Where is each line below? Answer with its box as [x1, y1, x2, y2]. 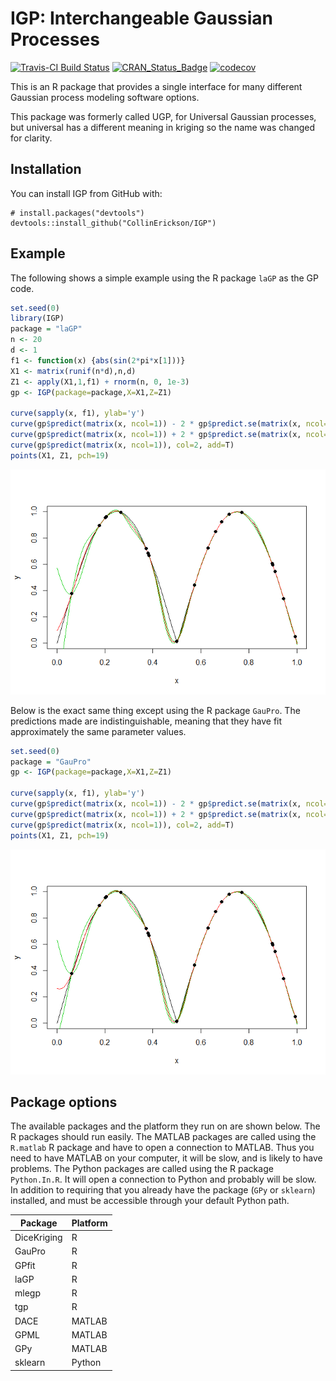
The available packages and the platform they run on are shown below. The [10, 1120, 321, 1132]
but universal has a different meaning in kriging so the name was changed [10, 121, 315, 133]
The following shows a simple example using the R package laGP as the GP [10, 272, 320, 284]
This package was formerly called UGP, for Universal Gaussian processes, [10, 110, 317, 122]
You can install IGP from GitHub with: [10, 187, 163, 199]
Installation [10, 161, 82, 178]
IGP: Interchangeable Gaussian [10, 7, 274, 30]
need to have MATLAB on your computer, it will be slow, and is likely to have [10, 1152, 323, 1164]
